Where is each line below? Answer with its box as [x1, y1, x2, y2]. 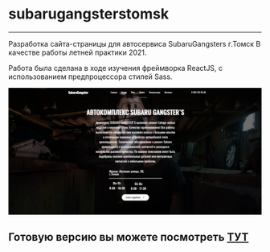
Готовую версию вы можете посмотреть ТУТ [8, 230, 249, 244]
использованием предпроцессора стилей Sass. [8, 72, 173, 81]
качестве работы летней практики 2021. [8, 48, 147, 57]
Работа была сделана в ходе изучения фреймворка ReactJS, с [8, 63, 223, 72]
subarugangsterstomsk [8, 5, 170, 23]
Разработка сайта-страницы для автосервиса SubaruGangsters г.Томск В [8, 39, 261, 48]
